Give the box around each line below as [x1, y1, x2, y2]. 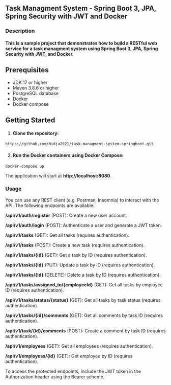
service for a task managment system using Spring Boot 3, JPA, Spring [5, 46, 158, 52]
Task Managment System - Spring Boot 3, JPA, [5, 4, 156, 13]
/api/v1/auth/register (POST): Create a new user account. [5, 212, 127, 218]
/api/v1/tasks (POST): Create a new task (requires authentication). [5, 242, 145, 248]
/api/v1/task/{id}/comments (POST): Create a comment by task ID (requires [5, 327, 166, 334]
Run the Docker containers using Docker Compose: [12, 152, 124, 158]
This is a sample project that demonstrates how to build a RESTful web [5, 40, 158, 46]
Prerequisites [5, 66, 49, 75]
